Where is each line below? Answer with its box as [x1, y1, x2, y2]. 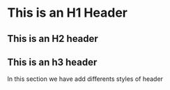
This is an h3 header [7, 56, 98, 68]
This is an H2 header [7, 33, 99, 45]
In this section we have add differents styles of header [7, 75, 164, 83]
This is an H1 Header [7, 5, 127, 21]
